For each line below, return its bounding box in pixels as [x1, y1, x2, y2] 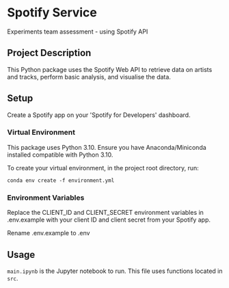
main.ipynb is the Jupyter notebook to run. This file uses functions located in [7, 267, 223, 275]
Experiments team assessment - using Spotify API [7, 27, 148, 36]
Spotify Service [7, 5, 98, 21]
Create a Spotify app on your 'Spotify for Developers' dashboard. [7, 111, 191, 119]
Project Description [7, 47, 92, 59]
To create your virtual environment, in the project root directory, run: [7, 163, 200, 172]
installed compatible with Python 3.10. [7, 150, 113, 159]
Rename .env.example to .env [7, 229, 90, 237]
